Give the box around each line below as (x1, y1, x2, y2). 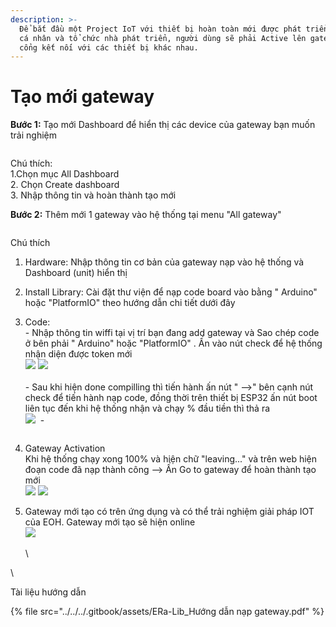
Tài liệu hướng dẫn (10, 586, 87, 598)
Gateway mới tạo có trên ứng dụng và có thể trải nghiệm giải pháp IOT (24, 506, 315, 518)
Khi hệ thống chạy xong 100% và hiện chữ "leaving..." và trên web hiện (24, 453, 318, 465)
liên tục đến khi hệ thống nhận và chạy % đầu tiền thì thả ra (24, 402, 271, 415)
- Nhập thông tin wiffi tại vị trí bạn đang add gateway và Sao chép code (24, 327, 320, 339)
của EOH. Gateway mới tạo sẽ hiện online (24, 516, 196, 528)
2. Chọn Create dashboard (10, 179, 120, 191)
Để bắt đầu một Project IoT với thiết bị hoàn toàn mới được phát (19, 24, 302, 34)
